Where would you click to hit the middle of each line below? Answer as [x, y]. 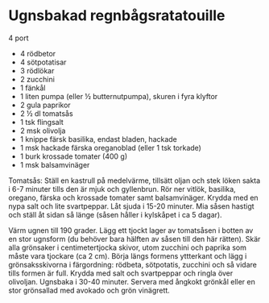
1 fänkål [33, 88]
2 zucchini [37, 79]
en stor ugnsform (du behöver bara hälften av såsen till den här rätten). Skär [134, 239]
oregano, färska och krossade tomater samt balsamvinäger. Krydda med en [134, 197]
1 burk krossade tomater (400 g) [74, 156]
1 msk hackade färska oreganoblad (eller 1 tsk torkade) [110, 147]
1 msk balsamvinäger [55, 164]
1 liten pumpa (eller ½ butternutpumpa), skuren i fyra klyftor [119, 96]
